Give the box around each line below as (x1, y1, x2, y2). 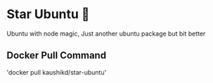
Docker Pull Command (6, 50, 107, 61)
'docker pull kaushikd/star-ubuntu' (6, 68, 107, 76)
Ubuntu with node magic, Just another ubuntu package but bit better (6, 29, 206, 38)
